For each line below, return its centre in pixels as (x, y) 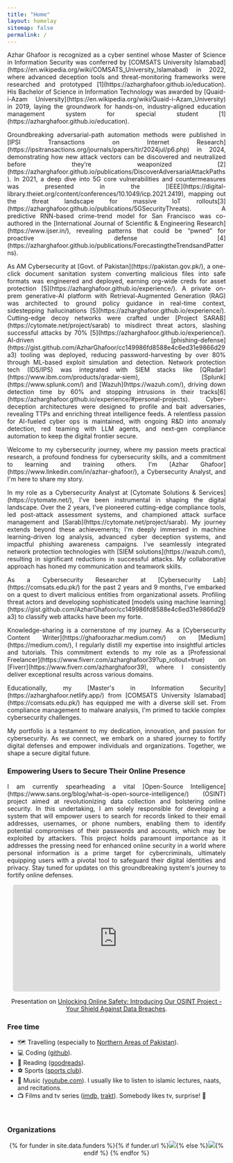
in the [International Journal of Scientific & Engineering (115, 224)
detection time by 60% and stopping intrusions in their (101, 392)
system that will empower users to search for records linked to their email (116, 816)
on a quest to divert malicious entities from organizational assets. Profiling (116, 595)
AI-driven (21, 340)
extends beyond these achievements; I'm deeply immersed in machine (116, 529)
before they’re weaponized (89, 165)
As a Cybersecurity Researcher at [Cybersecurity (104, 580)
